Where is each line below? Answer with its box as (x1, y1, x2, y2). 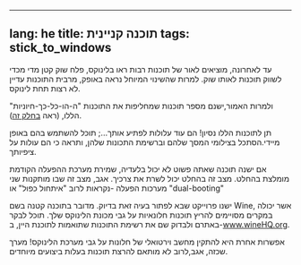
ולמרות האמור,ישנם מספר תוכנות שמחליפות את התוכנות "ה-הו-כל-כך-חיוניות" (9, 100, 273, 111)
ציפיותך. (9, 146, 37, 157)
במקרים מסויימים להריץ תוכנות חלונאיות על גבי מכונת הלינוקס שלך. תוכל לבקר (9, 209, 273, 220)
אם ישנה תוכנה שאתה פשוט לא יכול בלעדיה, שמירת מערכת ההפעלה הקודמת (9, 163, 267, 175)
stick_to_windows (9, 40, 112, 56)
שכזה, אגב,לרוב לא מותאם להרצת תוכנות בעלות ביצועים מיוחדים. (9, 245, 228, 256)
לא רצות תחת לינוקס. (9, 82, 81, 94)
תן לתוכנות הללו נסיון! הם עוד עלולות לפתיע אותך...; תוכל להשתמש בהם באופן (9, 127, 271, 138)
